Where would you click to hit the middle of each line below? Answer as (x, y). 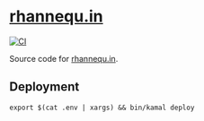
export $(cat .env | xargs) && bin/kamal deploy (102, 108)
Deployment (44, 87)
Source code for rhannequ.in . (64, 58)
